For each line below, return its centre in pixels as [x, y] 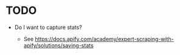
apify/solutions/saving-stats [58, 45]
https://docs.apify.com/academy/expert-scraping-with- [104, 39]
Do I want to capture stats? [48, 27]
